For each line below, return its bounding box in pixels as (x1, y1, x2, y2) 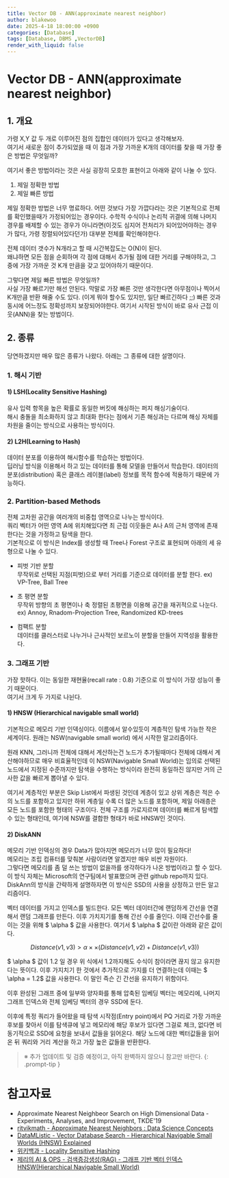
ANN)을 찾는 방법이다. (14, 310, 74, 318)
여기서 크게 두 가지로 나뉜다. (7, 693, 82, 701)
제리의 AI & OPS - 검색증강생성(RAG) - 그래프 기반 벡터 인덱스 (16, 1155, 183, 1164)
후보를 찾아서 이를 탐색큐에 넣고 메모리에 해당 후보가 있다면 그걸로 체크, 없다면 (7, 1021, 215, 1029)
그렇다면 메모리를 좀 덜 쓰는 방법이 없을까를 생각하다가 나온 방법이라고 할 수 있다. (7, 863, 222, 872)
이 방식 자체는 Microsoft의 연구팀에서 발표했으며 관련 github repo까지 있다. (7, 872, 208, 880)
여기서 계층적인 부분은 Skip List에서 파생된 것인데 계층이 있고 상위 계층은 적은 (7, 788, 213, 796)
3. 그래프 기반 (7, 659, 50, 669)
